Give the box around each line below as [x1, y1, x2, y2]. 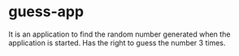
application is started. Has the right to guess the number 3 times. [8, 37, 226, 47]
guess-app [8, 2, 84, 21]
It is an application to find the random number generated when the [8, 29, 231, 39]
